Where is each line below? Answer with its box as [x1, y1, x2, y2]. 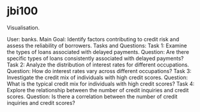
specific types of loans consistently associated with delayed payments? [7, 55, 184, 62]
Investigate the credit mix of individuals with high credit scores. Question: [7, 74, 188, 81]
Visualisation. [7, 24, 40, 31]
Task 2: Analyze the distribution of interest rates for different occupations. [7, 61, 189, 68]
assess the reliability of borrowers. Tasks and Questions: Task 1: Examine [7, 42, 187, 49]
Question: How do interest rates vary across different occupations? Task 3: [7, 67, 192, 74]
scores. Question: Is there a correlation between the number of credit [7, 93, 178, 100]
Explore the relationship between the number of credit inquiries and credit [7, 86, 189, 93]
